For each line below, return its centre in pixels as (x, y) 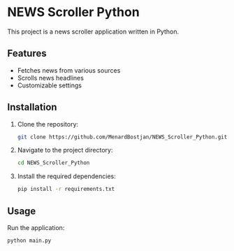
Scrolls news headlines (50, 78)
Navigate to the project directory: (65, 150)
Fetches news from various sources (69, 70)
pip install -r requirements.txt (66, 189)
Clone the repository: (48, 124)
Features (27, 53)
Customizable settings (50, 85)
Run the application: (36, 228)
